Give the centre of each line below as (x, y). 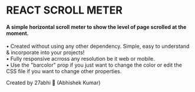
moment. (17, 33)
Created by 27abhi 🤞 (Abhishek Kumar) (53, 83)
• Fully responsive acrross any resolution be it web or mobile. (80, 59)
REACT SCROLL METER (64, 10)
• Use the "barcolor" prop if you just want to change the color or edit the (94, 65)
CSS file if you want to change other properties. (64, 71)
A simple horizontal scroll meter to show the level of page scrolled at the (96, 27)
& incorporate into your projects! (45, 52)
